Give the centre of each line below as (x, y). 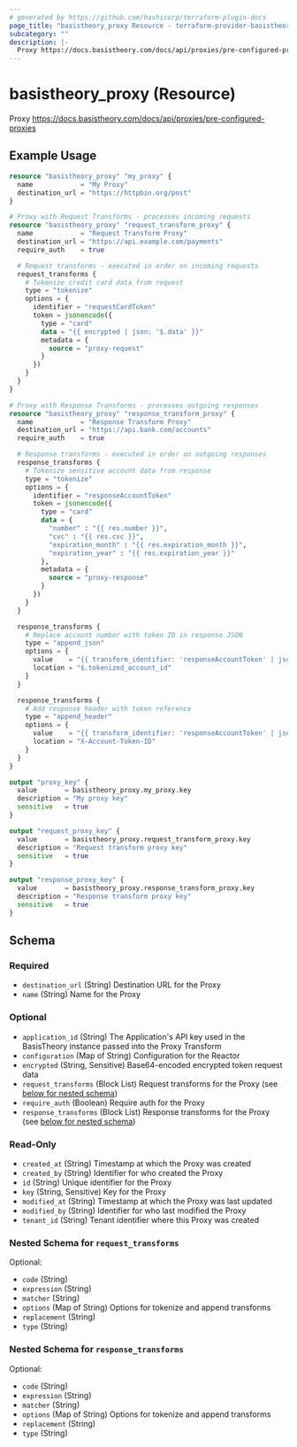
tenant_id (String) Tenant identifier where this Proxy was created (141, 1219)
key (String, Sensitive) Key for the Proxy (94, 1191)
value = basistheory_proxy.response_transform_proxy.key (136, 888)
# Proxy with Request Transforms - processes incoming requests (130, 217)
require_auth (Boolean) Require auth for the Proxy (113, 1103)
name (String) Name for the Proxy (81, 994)
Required (29, 965)
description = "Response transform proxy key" (104, 896)
